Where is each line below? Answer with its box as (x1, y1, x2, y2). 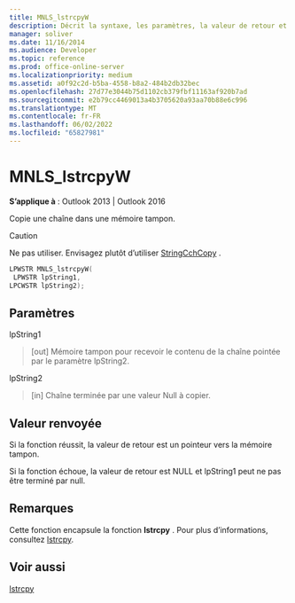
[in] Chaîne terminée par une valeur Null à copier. (30, 390, 211, 401)
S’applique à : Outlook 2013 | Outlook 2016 (9, 196, 167, 207)
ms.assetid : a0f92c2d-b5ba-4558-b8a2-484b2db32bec (9, 79, 200, 88)
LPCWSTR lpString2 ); (9, 281, 86, 290)
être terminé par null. (9, 475, 86, 486)
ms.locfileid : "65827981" (9, 129, 105, 137)
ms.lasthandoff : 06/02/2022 (9, 121, 113, 129)
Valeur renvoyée (9, 416, 102, 431)
